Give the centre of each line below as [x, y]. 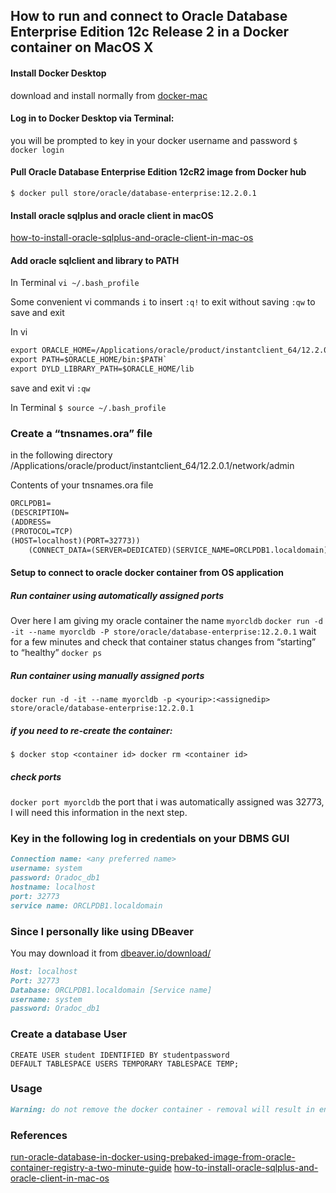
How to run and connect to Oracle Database [149, 16]
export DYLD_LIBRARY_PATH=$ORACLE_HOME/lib [102, 369]
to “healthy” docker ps [56, 653]
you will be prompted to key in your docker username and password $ [154, 140]
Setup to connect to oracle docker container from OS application [147, 573]
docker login [37, 150]
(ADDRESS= [31, 522]
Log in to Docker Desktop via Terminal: [92, 118]
